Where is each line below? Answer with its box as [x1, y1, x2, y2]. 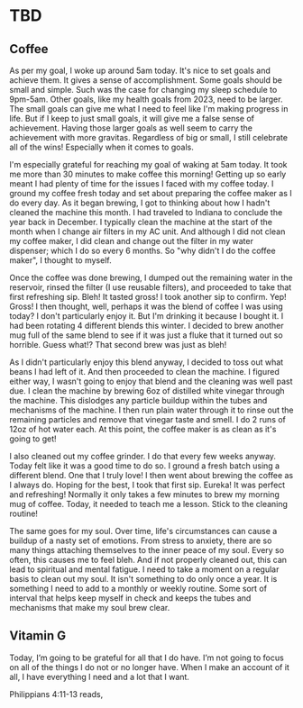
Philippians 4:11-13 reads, [9, 688, 104, 699]
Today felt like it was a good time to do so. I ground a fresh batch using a [9, 460, 280, 471]
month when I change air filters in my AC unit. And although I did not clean [9, 226, 286, 237]
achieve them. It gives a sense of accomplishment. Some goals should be [9, 75, 282, 86]
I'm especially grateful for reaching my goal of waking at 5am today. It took [9, 159, 288, 169]
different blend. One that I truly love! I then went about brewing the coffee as [9, 470, 294, 480]
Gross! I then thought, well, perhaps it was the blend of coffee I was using [9, 301, 284, 312]
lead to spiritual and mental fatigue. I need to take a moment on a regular [9, 564, 280, 575]
